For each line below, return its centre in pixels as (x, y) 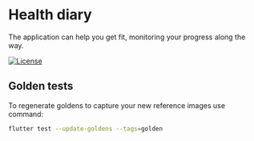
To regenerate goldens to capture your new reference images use (117, 105)
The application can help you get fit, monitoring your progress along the (127, 37)
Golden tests (41, 86)
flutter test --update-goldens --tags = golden (85, 129)
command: (26, 114)
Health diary (50, 15)
